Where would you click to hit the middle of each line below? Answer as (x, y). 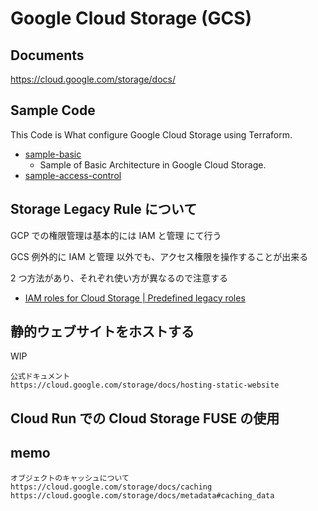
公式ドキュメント (40, 377)
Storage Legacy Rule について (104, 209)
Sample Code (53, 110)
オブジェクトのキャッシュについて (70, 478)
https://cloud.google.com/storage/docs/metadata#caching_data (142, 495)
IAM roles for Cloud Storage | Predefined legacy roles (135, 298)
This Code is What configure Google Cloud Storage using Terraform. (151, 134)
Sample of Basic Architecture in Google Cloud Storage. (153, 164)
